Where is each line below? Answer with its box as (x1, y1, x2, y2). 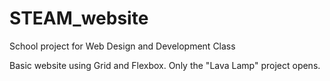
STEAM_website (9, 7, 149, 30)
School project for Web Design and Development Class (9, 40, 236, 52)
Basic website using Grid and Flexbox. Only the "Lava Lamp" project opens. (9, 59, 321, 71)
